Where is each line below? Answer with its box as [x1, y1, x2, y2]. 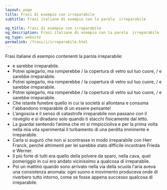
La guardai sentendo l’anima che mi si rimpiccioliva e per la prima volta [12, 121, 158, 127]
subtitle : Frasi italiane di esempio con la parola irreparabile [5, 16, 146, 21]
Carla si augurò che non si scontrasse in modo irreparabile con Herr [12, 137, 152, 143]
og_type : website [5, 35, 41, 40]
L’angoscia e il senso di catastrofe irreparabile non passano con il [12, 110, 147, 116]
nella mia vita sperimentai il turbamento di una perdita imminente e [12, 126, 150, 132]
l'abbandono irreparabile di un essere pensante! [12, 105, 111, 111]
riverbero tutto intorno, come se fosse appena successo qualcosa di [12, 174, 153, 180]
